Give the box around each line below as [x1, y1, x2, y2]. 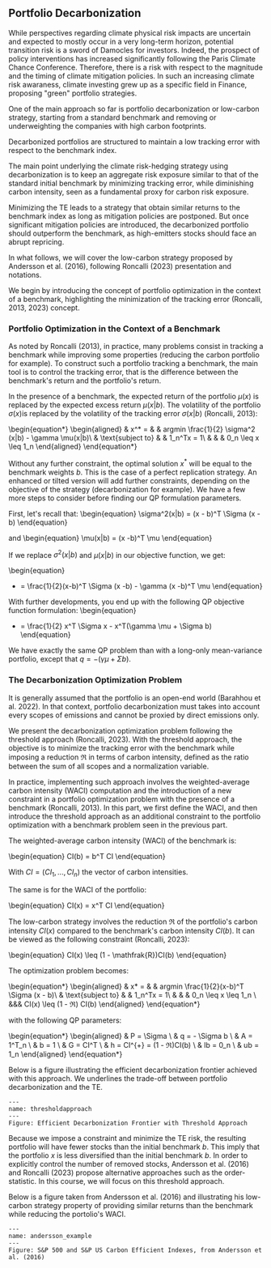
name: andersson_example [8, 1232, 92, 1240]
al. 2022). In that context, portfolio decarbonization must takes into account [8, 701, 260, 711]
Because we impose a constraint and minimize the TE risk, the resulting [8, 1133, 247, 1142]
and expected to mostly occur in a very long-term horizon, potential [8, 36, 235, 46]
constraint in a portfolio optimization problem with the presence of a [8, 794, 235, 804]
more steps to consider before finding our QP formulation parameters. [8, 493, 242, 503]
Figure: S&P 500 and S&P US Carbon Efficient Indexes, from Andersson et [8, 1246, 263, 1254]
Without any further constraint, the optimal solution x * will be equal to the [8, 457, 252, 468]
